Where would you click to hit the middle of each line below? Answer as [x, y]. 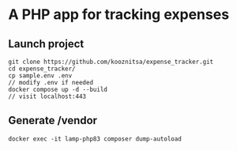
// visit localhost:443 [47, 96]
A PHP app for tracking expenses [119, 15]
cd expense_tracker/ [42, 69]
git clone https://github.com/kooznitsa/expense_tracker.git [111, 62]
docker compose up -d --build [58, 89]
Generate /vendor [53, 121]
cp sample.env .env [40, 76]
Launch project [46, 44]
